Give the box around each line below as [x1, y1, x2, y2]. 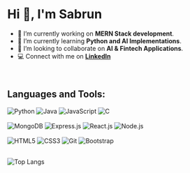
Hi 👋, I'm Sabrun [7, 6, 103, 22]
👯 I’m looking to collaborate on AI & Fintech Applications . [17, 44, 184, 52]
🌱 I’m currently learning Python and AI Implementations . [17, 36, 182, 45]
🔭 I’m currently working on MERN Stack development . [17, 29, 175, 38]
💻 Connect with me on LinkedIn [17, 52, 111, 60]
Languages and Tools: [7, 89, 106, 100]
